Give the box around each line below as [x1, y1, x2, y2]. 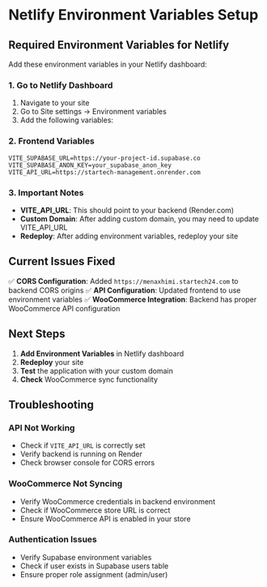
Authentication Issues [8, 533, 97, 545]
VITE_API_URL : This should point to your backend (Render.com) [19, 205, 235, 215]
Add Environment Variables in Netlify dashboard [19, 349, 184, 358]
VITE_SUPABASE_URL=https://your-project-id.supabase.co [8, 154, 201, 162]
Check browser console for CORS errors [19, 458, 155, 468]
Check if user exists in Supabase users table [19, 561, 169, 571]
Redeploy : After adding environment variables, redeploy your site [19, 231, 239, 241]
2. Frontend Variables [8, 135, 95, 147]
